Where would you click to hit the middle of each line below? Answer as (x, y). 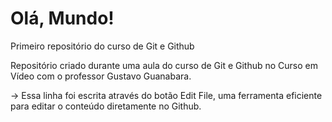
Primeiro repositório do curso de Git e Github (102, 46)
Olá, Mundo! (62, 18)
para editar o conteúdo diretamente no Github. (106, 106)
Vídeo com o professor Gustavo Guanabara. (101, 76)
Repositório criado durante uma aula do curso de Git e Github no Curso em (164, 65)
